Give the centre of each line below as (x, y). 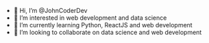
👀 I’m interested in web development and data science (90, 18)
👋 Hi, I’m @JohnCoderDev (50, 11)
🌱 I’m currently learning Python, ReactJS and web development (103, 25)
